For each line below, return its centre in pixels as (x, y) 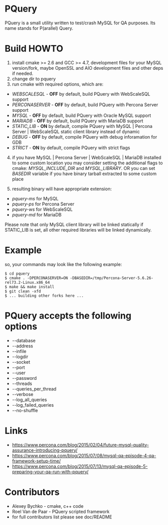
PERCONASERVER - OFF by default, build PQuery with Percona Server (85, 105)
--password (24, 378)
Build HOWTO (34, 49)
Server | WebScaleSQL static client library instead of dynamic (76, 132)
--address (22, 346)
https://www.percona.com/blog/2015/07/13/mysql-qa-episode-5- (80, 466)
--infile (19, 351)
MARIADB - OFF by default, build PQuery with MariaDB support (78, 121)
